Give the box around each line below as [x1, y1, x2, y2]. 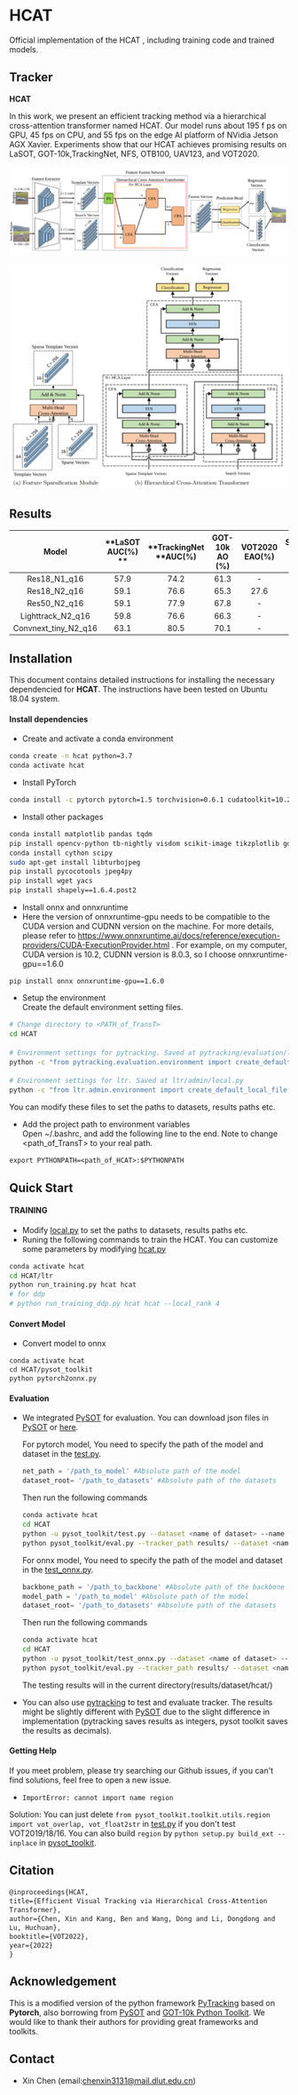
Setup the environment [21, 992, 106, 1003]
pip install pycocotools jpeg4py [9, 867, 133, 876]
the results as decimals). [21, 1725, 113, 1735]
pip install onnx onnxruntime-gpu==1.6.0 [9, 977, 165, 986]
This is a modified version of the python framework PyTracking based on [9, 1997, 276, 2008]
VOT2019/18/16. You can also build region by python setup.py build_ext [9, 1828, 274, 1838]
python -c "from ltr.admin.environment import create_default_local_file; [9, 1086, 292, 1095]
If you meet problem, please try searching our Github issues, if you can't [9, 1766, 274, 1776]
